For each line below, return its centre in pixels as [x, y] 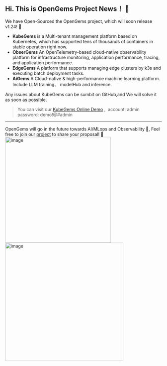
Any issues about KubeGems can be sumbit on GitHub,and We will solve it [81, 94]
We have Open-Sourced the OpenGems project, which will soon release [79, 21]
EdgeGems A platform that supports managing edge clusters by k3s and [87, 68]
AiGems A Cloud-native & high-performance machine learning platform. [86, 78]
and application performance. [43, 62]
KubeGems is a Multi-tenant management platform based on [75, 36]
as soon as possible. [26, 100]
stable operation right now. [40, 47]
